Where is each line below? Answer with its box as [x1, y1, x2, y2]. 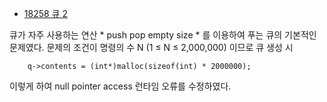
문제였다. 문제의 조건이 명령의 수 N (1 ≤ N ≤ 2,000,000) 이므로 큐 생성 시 [9, 42, 294, 53]
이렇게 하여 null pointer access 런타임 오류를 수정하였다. [9, 80, 232, 92]
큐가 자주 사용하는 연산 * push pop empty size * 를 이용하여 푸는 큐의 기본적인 [9, 29, 317, 41]
